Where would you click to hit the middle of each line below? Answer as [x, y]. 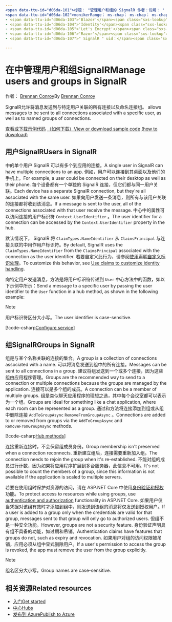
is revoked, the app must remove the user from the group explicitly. [76, 550]
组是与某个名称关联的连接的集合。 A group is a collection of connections [81, 358]
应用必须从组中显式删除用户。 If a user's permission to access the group [90, 544]
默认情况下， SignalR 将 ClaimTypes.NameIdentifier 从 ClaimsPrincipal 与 [83, 238]
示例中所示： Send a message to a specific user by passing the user [81, 285]
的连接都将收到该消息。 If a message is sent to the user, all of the [73, 203]
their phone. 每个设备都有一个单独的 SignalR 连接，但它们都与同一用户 [79, 184]
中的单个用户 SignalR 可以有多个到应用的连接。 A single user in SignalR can [84, 165]
